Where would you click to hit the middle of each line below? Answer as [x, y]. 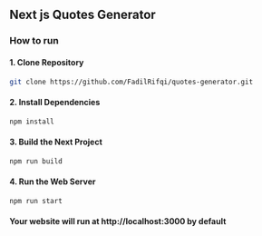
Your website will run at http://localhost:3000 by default [118, 221]
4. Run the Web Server [53, 182]
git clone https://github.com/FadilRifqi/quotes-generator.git [131, 82]
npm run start [36, 201]
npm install [32, 122]
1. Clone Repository [47, 62]
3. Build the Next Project [56, 142]
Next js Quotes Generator [82, 15]
